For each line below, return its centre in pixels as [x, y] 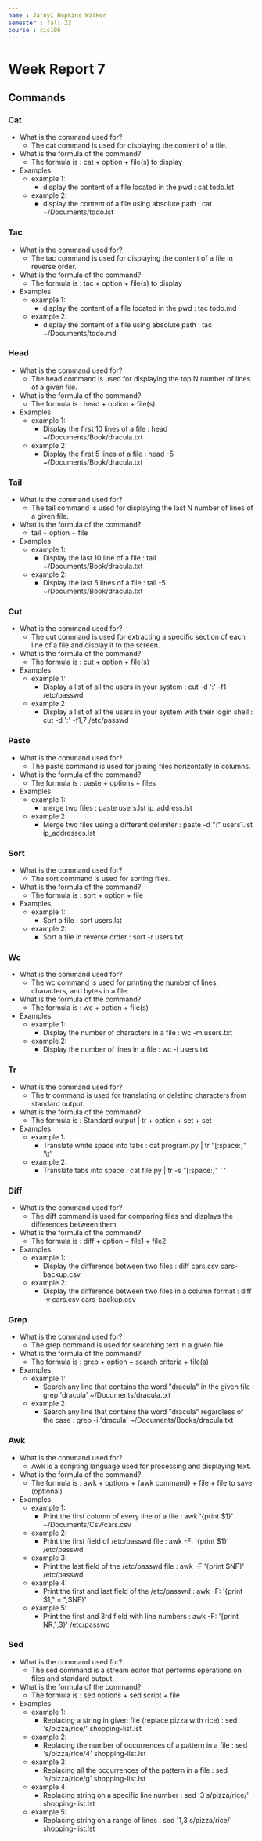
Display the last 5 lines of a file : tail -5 [104, 583]
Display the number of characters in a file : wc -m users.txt [138, 1033]
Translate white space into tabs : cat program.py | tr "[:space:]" [145, 1145]
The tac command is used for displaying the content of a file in [132, 258]
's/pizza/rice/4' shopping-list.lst [94, 1753]
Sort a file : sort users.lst [83, 920]
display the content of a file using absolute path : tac [127, 324]
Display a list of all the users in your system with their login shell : [148, 712]
